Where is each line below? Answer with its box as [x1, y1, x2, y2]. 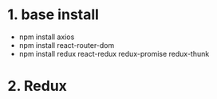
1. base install [7, 6, 99, 24]
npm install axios [18, 32, 75, 42]
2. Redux [7, 77, 67, 95]
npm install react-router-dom [18, 40, 115, 49]
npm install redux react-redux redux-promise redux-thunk [18, 49, 210, 58]
